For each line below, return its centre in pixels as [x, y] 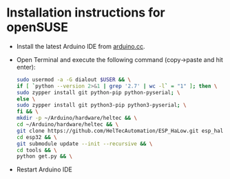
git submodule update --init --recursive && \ [84, 144]
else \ [26, 99]
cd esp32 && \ [36, 137]
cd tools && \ [36, 150]
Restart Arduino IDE [44, 169]
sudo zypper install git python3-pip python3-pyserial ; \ [101, 105]
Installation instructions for [86, 13]
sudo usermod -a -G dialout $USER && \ [74, 80]
